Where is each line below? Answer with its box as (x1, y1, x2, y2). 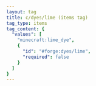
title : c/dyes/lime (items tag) (6, 15, 88, 21)
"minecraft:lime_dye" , (17, 37, 75, 43)
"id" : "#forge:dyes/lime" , (22, 48, 91, 55)
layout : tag (6, 8, 36, 15)
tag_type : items (6, 20, 47, 26)
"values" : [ (12, 31, 43, 38)
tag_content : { (6, 25, 45, 32)
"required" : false (22, 54, 69, 60)
